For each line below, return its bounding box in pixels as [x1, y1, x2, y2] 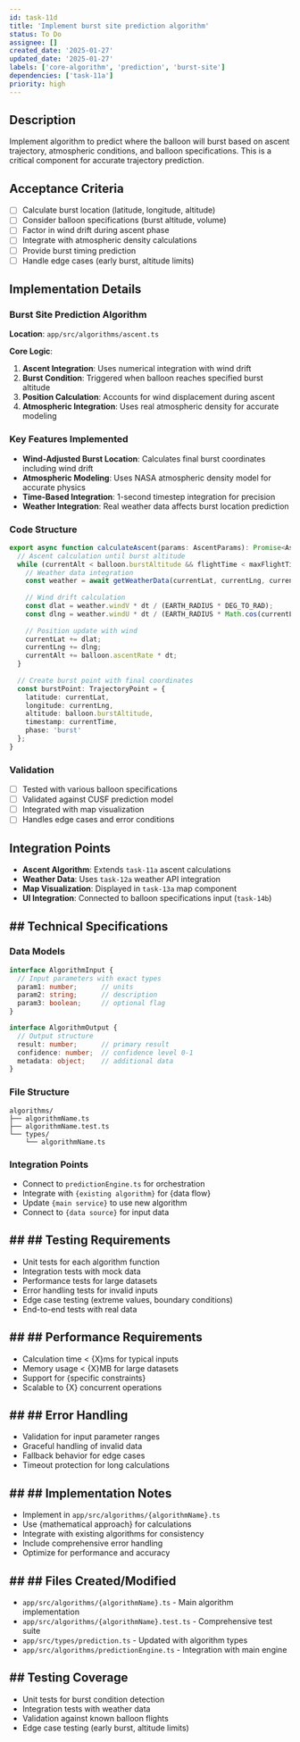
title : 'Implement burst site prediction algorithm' [9, 21, 210, 30]
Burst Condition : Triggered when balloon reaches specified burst [21, 372, 263, 384]
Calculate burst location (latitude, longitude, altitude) [21, 204, 216, 215]
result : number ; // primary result [17, 1039, 170, 1049]
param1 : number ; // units [17, 982, 134, 991]
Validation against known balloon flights [21, 1713, 170, 1723]
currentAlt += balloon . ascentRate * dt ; [25, 651, 178, 661]
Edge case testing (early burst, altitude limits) [21, 1722, 189, 1733]
